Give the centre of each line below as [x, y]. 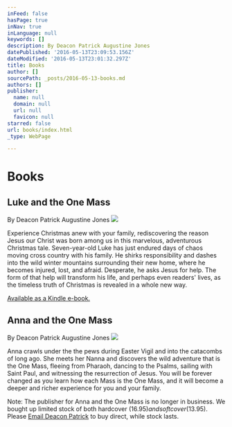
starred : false [29, 123]
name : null [29, 98]
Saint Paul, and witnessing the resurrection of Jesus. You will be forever [110, 374]
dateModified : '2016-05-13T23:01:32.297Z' [69, 59]
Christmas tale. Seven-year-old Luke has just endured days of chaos [105, 248]
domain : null [32, 104]
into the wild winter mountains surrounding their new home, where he [106, 263]
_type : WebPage [29, 136]
